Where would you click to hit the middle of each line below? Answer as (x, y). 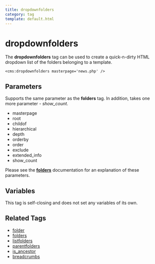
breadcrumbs (26, 256)
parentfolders (26, 246)
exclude (20, 150)
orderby (20, 139)
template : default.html (30, 19)
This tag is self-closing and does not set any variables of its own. (71, 203)
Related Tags (26, 218)
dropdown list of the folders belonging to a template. (59, 62)
